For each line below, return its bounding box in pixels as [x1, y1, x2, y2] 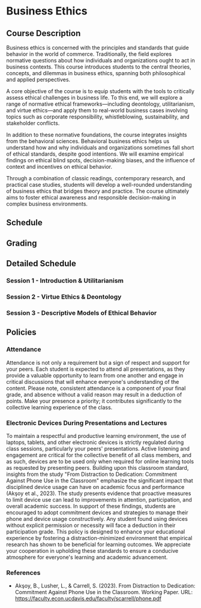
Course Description [6, 28, 81, 38]
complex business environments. [6, 200, 88, 207]
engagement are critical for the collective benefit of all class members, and [6, 451, 192, 458]
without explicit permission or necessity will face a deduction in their [6, 521, 176, 529]
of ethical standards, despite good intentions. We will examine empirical [6, 150, 184, 157]
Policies [6, 327, 37, 338]
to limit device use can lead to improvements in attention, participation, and [6, 496, 192, 503]
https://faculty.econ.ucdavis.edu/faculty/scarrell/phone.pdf [14, 595, 162, 602]
